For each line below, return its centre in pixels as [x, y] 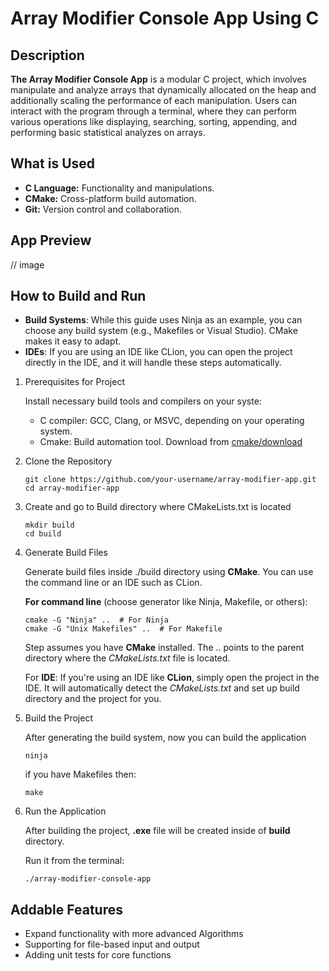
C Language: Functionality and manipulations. [119, 188]
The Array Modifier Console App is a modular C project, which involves [158, 79]
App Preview [51, 240]
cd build [43, 534]
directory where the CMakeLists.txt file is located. [127, 658]
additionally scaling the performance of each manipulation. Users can [154, 100]
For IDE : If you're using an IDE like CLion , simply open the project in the [172, 678]
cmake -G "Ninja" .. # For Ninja [96, 620]
